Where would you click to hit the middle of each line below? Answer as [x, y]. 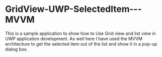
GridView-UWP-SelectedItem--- [74, 9]
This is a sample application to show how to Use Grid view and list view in [81, 33]
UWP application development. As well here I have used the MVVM [74, 39]
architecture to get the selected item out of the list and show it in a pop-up [81, 44]
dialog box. [17, 49]
